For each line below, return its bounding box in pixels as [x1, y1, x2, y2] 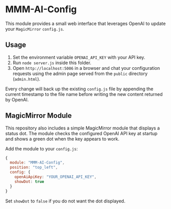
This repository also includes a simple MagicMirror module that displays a [5, 125, 160, 131]
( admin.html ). [12, 75, 41, 82]
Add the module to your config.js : [5, 145, 78, 151]
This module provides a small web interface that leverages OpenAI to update [5, 20, 166, 27]
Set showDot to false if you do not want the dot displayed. [5, 198, 126, 204]
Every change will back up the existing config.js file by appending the [5, 86, 154, 92]
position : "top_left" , [10, 165, 58, 170]
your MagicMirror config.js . [5, 25, 65, 32]
